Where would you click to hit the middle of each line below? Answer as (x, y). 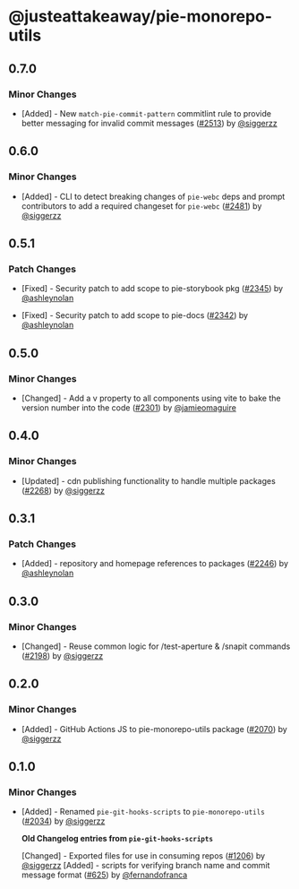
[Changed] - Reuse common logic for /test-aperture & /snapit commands (156, 646)
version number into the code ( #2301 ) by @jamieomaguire (128, 407)
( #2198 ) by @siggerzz (62, 656)
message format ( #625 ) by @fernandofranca (104, 875)
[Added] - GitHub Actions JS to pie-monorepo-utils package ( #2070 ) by (154, 729)
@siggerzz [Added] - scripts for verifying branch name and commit (145, 866)
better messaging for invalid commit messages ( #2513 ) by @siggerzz (149, 123)
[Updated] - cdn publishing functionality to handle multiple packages (149, 480)
